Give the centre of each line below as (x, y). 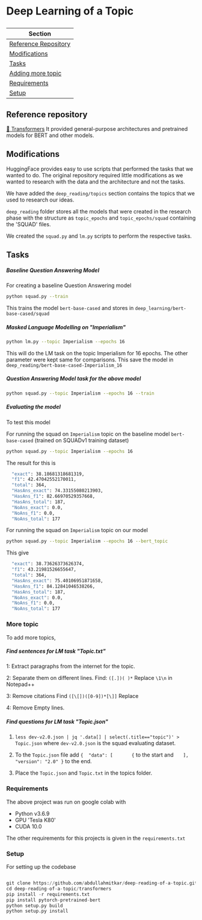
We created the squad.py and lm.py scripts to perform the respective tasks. (99, 236)
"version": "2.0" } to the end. (53, 761)
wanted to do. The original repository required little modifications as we (95, 175)
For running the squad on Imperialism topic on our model (77, 530)
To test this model (29, 422)
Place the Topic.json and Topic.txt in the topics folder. (84, 773)
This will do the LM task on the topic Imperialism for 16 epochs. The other (97, 353)
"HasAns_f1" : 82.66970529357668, (54, 496)
